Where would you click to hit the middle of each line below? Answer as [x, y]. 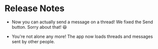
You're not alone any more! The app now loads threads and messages [82, 36]
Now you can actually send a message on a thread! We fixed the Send [82, 22]
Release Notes [34, 8]
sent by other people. [33, 41]
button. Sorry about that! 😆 [39, 27]
